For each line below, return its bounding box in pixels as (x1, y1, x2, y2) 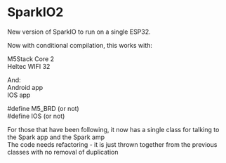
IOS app (7, 91, 31, 99)
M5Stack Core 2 (7, 54, 55, 63)
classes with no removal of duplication (7, 148, 119, 156)
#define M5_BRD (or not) (7, 104, 79, 112)
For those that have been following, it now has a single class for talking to (7, 125, 220, 133)
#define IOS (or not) (7, 112, 65, 120)
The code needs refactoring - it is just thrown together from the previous (7, 140, 218, 148)
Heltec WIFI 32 (7, 62, 51, 70)
